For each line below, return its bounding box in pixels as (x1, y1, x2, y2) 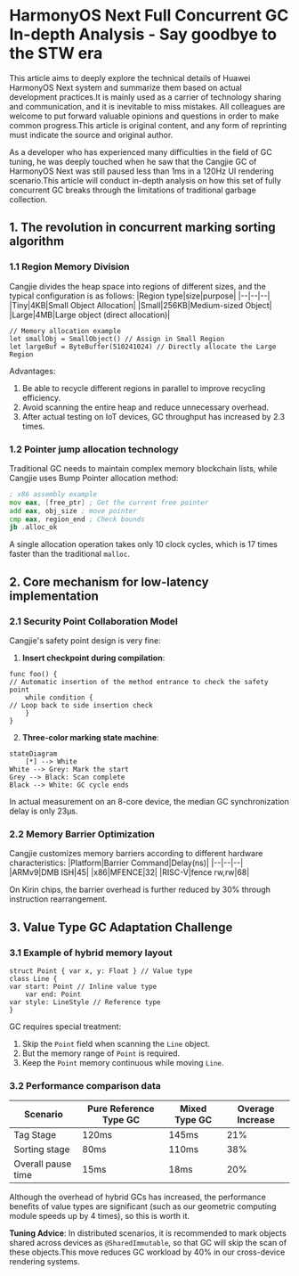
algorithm (9, 233, 65, 249)
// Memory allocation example (9, 326, 122, 335)
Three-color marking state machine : (21, 732, 159, 742)
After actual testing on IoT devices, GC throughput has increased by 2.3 (21, 411, 286, 421)
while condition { (25, 692, 93, 702)
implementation (9, 588, 100, 603)
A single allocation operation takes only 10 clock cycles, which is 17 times (9, 539, 278, 550)
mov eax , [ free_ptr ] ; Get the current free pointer (9, 498, 209, 507)
